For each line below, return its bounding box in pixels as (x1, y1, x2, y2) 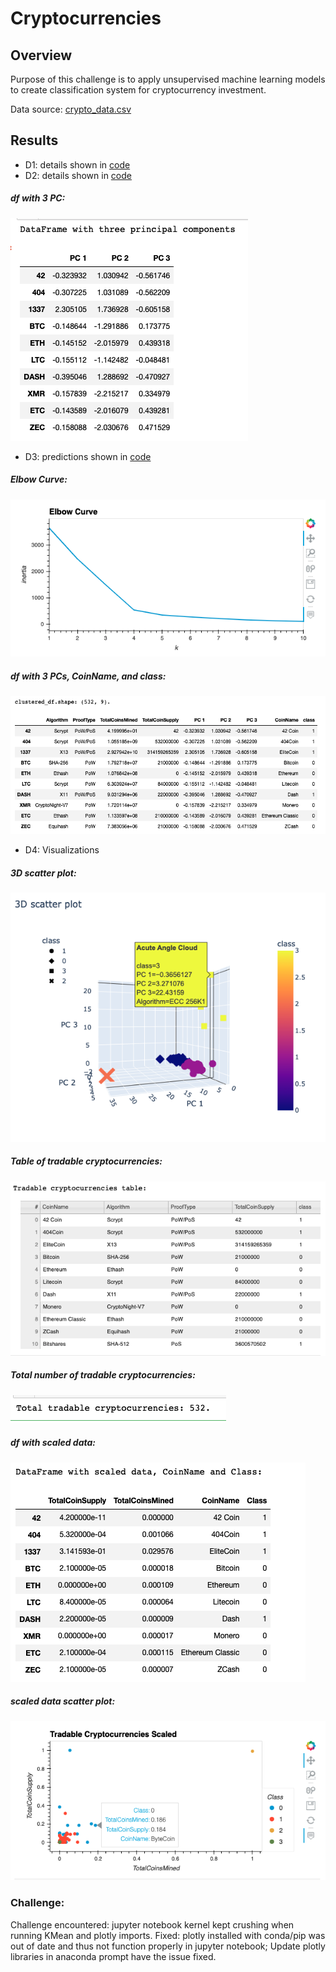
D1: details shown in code (24, 158, 131, 171)
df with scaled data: (10, 1437, 97, 1449)
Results (10, 132, 59, 149)
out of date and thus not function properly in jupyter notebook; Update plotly (10, 1940, 326, 1952)
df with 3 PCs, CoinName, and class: (10, 670, 167, 682)
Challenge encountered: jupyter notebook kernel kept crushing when (10, 1918, 295, 1931)
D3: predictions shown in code (24, 450, 152, 462)
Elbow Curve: (10, 473, 68, 486)
